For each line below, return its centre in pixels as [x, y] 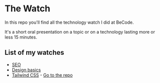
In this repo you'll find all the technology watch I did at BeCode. [69, 22]
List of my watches [34, 53]
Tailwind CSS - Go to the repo [42, 75]
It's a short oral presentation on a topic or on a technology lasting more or [80, 32]
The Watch [27, 9]
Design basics [26, 70]
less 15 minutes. [21, 37]
